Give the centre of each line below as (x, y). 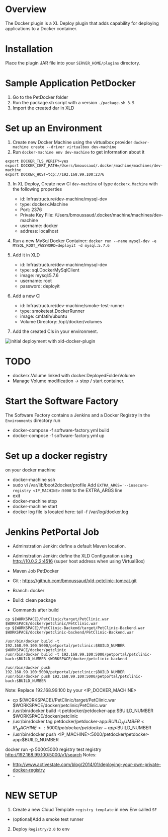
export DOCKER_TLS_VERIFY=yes (37, 161)
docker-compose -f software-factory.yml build (61, 430)
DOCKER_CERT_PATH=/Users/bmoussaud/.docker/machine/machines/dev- (92, 165)
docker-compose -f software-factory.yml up (58, 435)
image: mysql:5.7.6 (39, 275)
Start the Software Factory (62, 401)
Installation (29, 49)
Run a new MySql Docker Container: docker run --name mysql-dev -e (85, 241)
